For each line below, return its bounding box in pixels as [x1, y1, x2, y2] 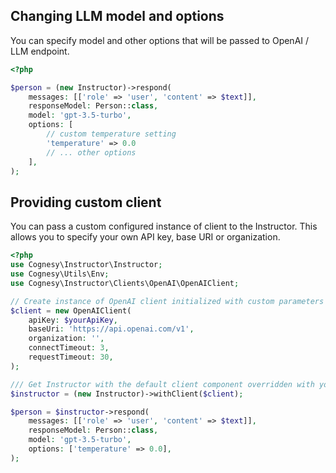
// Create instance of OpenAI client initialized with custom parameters [10, 296, 325, 306]
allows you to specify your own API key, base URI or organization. [10, 231, 281, 243]
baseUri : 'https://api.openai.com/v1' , [28, 324, 195, 334]
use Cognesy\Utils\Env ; [10, 269, 110, 279]
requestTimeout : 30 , [28, 352, 114, 362]
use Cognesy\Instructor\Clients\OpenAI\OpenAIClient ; [10, 278, 240, 288]
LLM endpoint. [10, 45, 70, 57]
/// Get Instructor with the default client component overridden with [10, 379, 315, 389]
